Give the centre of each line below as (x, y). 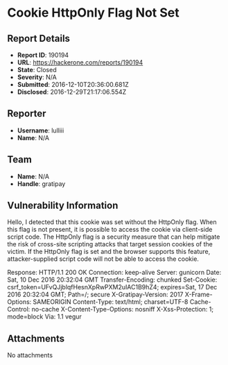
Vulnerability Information (63, 206)
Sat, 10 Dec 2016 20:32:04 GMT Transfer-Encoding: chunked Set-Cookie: (112, 280)
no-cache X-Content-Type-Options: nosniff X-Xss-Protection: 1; (122, 309)
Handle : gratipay (41, 184)
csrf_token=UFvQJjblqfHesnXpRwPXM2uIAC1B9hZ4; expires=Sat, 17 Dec (112, 287)
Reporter (27, 113)
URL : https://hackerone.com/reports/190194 (80, 62)
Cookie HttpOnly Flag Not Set (94, 13)
